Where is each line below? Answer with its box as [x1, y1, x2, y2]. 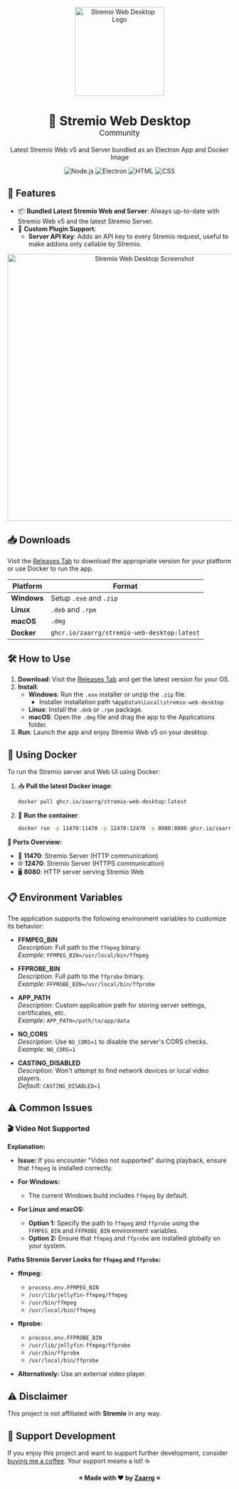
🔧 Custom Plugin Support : [17, 224, 97, 233]
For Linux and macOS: [17, 1205, 85, 1214]
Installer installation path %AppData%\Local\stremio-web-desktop [38, 698, 224, 706]
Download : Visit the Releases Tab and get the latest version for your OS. [17, 675, 230, 684]
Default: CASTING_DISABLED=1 [17, 1081, 101, 1090]
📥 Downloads [7, 534, 71, 546]
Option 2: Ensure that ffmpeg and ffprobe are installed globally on [28, 1234, 221, 1243]
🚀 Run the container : [17, 811, 80, 820]
